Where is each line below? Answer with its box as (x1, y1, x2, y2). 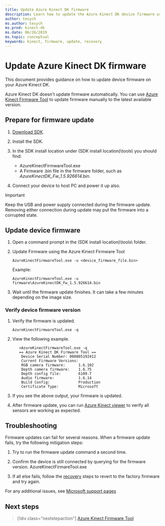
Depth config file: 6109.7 (21, 371, 92, 376)
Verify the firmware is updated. (12, 317, 75, 324)
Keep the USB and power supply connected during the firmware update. (5, 202, 151, 208)
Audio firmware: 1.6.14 (21, 375, 92, 380)
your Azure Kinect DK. (5, 81, 50, 87)
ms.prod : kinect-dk (5, 26, 45, 30)
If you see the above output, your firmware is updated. (12, 393, 123, 398)
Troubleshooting (5, 421, 57, 430)
